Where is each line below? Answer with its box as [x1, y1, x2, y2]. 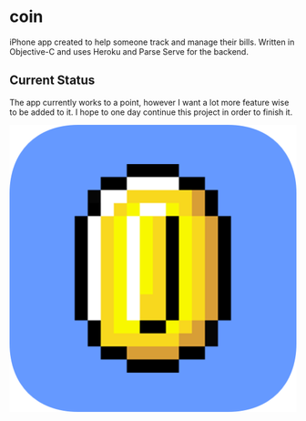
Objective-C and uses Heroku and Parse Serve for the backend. [9, 46, 249, 56]
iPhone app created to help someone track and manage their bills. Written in [9, 36, 295, 47]
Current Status [9, 73, 96, 88]
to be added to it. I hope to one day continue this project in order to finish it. [9, 107, 293, 118]
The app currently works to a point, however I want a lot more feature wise [9, 97, 290, 108]
